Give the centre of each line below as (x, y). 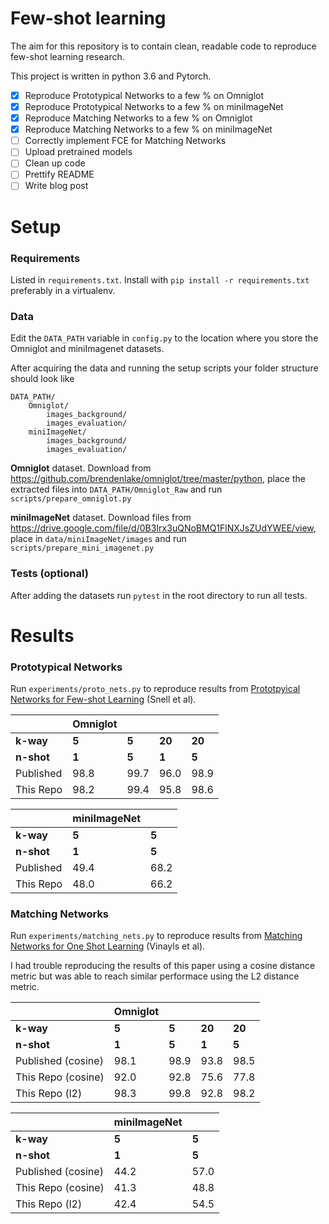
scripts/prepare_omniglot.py (71, 499)
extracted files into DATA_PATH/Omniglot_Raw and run (116, 489)
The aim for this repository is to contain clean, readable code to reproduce (163, 46)
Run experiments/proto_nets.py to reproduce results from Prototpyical (155, 689)
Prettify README (59, 174)
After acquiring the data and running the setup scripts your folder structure (164, 368)
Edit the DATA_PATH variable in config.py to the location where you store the (164, 338)
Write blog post (56, 186)
